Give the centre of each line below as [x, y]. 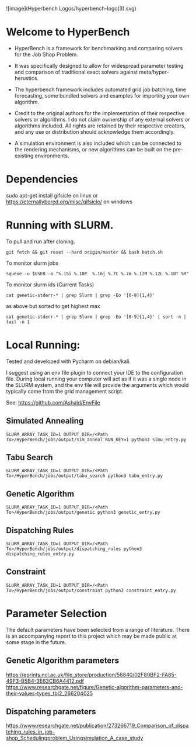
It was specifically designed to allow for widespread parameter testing [99, 65]
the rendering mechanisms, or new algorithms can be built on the [93, 149]
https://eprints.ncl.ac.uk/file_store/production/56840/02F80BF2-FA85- [91, 675]
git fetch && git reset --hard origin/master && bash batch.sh [85, 252]
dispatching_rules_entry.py [40, 554]
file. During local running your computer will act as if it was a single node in [96, 379]
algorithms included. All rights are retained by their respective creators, [100, 126]
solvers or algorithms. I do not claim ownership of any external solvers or [102, 119]
